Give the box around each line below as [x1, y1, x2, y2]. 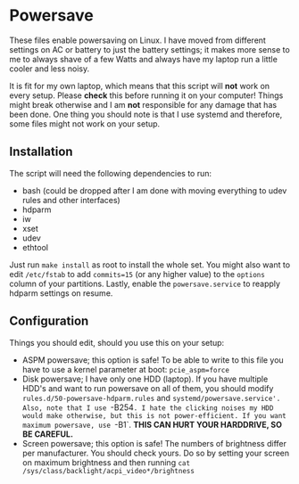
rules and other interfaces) [21, 194, 120, 205]
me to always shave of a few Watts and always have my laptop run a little [9, 53, 278, 64]
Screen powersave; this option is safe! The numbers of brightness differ [21, 438, 287, 448]
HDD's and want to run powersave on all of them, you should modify [21, 382, 274, 393]
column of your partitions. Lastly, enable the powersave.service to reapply [9, 278, 281, 289]
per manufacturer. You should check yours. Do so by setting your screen [21, 447, 290, 458]
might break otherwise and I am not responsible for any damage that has [9, 99, 278, 110]
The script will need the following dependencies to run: [9, 168, 212, 178]
